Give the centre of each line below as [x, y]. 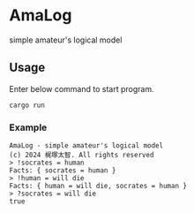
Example [28, 127]
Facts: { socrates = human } [63, 171]
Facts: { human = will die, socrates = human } [98, 186]
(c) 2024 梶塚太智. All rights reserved [82, 156]
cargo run [27, 105]
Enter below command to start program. [82, 88]
